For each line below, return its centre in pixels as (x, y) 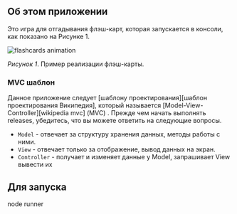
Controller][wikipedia (38, 113)
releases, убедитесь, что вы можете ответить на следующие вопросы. (115, 121)
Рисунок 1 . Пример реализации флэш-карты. (76, 64)
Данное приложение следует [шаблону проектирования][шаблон (107, 98)
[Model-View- (183, 105)
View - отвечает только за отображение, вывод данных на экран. (116, 149)
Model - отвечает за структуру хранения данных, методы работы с (119, 134)
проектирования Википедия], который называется (84, 105)
